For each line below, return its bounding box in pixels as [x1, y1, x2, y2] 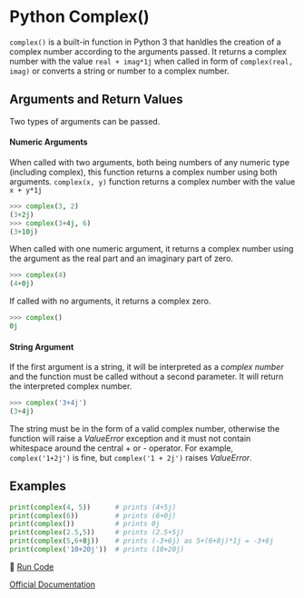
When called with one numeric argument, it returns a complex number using [9, 244, 294, 254]
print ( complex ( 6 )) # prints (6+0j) [9, 511, 177, 520]
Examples [9, 479, 66, 494]
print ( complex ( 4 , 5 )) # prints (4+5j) [9, 503, 177, 512]
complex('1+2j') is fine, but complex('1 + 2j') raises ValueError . [9, 452, 252, 463]
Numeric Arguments [9, 136, 88, 147]
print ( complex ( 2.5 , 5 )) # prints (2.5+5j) [9, 528, 184, 537]
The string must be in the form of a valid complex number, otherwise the [9, 423, 279, 434]
